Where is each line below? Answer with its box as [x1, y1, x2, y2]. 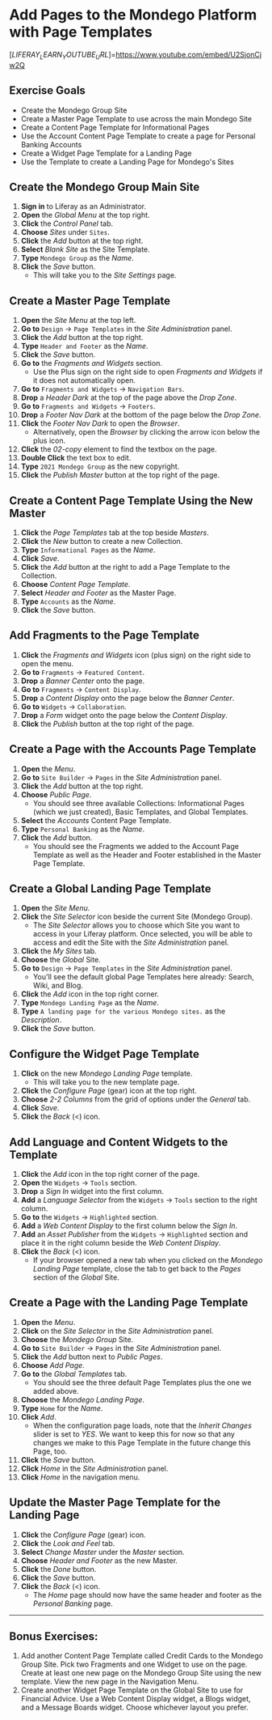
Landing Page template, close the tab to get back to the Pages [32, 1264, 241, 1274]
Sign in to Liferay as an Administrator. [20, 202, 147, 211]
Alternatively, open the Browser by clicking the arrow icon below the [32, 427, 261, 437]
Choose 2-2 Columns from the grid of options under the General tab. [20, 1094, 251, 1104]
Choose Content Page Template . [20, 579, 131, 588]
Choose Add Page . [20, 1360, 86, 1370]
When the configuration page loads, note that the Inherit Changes [32, 1421, 253, 1430]
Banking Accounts [20, 139, 82, 149]
